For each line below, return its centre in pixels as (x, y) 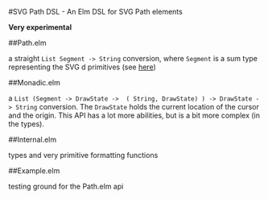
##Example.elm (34, 171)
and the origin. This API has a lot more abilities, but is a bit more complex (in (134, 115)
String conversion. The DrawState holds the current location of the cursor (138, 107)
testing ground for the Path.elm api (66, 186)
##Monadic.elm (34, 83)
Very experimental (40, 27)
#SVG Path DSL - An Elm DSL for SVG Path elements (95, 12)
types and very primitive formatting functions (83, 155)
